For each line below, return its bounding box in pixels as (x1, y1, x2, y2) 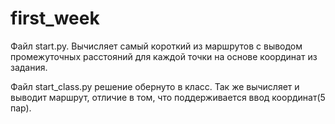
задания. (10, 61, 48, 73)
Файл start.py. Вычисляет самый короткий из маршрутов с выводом (10, 40, 303, 52)
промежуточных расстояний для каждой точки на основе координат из (10, 50, 318, 62)
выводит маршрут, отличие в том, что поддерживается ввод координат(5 (10, 91, 326, 103)
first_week (10, 7, 100, 30)
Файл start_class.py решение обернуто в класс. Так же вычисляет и (10, 80, 300, 92)
